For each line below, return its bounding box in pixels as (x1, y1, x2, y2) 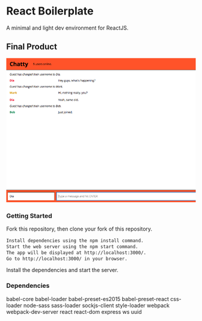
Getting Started (6, 211, 52, 220)
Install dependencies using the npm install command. (6, 238, 144, 244)
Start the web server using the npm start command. (6, 244, 138, 250)
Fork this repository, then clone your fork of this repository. (6, 225, 153, 233)
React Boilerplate (6, 4, 94, 18)
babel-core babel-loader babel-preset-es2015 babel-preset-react (6, 295, 170, 302)
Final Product (6, 42, 57, 52)
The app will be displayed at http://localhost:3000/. (6, 250, 147, 256)
